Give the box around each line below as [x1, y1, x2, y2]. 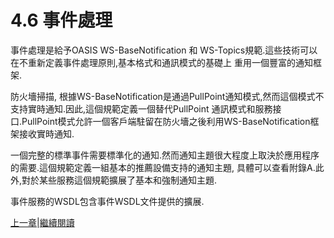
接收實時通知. [18, 127, 75, 140]
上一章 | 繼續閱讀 [10, 216, 75, 228]
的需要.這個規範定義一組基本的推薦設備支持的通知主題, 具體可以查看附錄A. [10, 161, 316, 173]
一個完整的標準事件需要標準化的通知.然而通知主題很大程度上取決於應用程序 [10, 149, 320, 161]
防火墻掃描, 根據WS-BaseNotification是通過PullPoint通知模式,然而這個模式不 [10, 90, 325, 102]
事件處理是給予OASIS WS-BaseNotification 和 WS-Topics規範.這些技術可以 [10, 44, 318, 56]
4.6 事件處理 [10, 9, 113, 32]
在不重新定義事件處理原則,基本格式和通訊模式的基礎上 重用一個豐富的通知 [10, 56, 313, 68]
